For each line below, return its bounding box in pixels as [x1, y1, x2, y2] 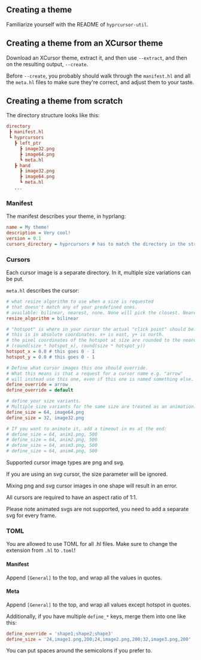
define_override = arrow [6, 381, 68, 388]
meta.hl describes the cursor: [6, 287, 80, 294]
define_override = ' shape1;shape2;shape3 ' [6, 631, 114, 637]
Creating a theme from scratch [6, 96, 123, 106]
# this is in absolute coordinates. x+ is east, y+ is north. [6, 332, 165, 338]
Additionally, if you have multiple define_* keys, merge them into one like [6, 613, 186, 620]
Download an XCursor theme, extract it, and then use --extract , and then [6, 54, 187, 61]
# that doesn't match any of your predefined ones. [6, 304, 138, 310]
